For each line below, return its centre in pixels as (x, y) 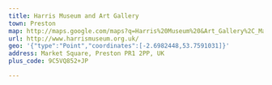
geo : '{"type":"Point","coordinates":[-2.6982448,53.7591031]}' (119, 46)
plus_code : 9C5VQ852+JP (49, 62)
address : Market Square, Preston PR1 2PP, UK (86, 53)
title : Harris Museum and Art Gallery (74, 16)
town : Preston (32, 23)
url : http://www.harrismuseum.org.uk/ (74, 38)
